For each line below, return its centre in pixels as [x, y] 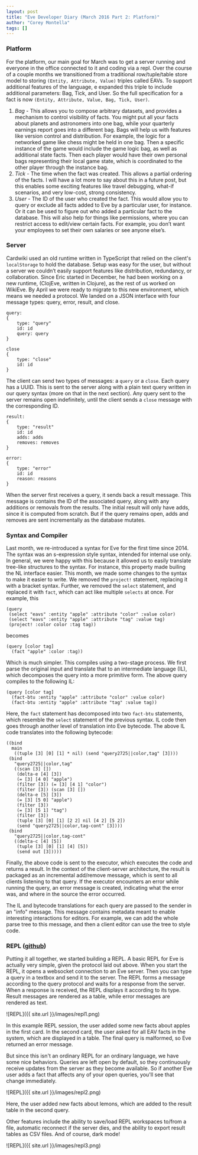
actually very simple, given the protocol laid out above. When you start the [97, 965]
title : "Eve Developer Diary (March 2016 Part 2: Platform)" [83, 17]
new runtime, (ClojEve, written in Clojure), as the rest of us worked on [91, 283]
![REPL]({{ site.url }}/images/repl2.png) [53, 1092]
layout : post [22, 12]
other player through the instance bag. [61, 167]
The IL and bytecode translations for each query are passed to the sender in [99, 906]
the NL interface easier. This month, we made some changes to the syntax [97, 573]
